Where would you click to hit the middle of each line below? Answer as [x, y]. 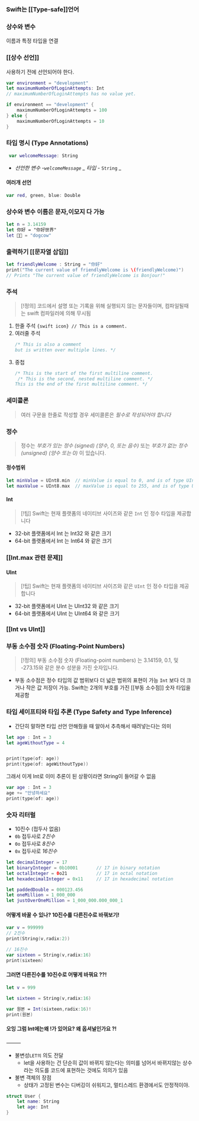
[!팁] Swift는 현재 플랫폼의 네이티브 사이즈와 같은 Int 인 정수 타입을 [98, 514]
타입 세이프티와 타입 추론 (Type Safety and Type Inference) [89, 712]
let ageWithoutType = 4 [36, 743]
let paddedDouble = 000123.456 [45, 890]
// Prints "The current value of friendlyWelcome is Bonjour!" [86, 275]
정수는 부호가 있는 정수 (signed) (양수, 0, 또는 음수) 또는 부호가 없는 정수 [104, 445]
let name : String [38, 1101]
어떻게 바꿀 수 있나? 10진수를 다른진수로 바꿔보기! [63, 915]
